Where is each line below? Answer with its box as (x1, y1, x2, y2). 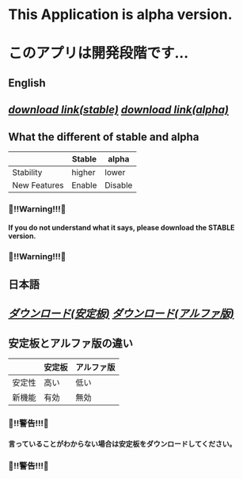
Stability (12, 166, 43, 177)
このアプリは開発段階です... (8, 44, 189, 63)
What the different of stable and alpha (8, 130, 199, 143)
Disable (104, 180, 133, 191)
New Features (12, 180, 64, 191)
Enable (71, 180, 97, 191)
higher (71, 166, 96, 177)
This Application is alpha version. (8, 6, 233, 24)
